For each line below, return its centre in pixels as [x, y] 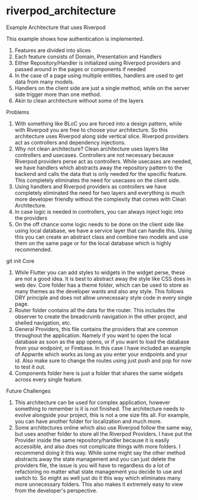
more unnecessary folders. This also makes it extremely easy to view [99, 484]
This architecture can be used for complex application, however [92, 402]
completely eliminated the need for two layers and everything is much [100, 193]
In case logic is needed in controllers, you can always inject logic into [99, 211]
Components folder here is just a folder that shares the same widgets [99, 373]
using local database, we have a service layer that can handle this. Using [103, 230]
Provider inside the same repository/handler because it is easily [92, 440]
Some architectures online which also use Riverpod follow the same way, [103, 427]
